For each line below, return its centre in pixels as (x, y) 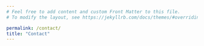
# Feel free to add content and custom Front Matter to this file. (93, 12)
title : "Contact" (28, 33)
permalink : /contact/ (34, 28)
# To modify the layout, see (43, 17)
